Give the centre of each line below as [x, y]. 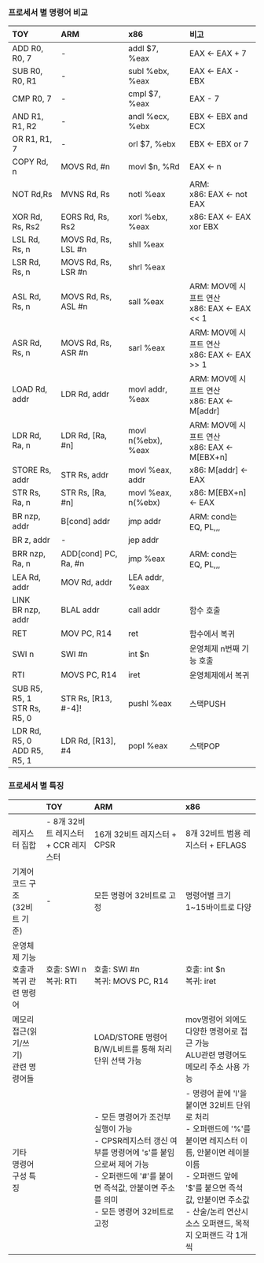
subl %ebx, [149, 71]
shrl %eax [147, 267]
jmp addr [145, 522]
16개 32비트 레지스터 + [135, 834]
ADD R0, [28, 49]
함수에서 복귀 [212, 634]
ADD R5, [28, 751]
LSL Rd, [26, 240]
